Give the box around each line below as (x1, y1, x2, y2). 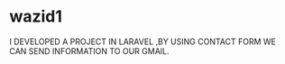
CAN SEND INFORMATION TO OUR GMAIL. (9, 45, 170, 56)
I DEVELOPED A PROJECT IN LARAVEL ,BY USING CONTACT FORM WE (9, 36, 277, 47)
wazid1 (9, 6, 63, 27)
